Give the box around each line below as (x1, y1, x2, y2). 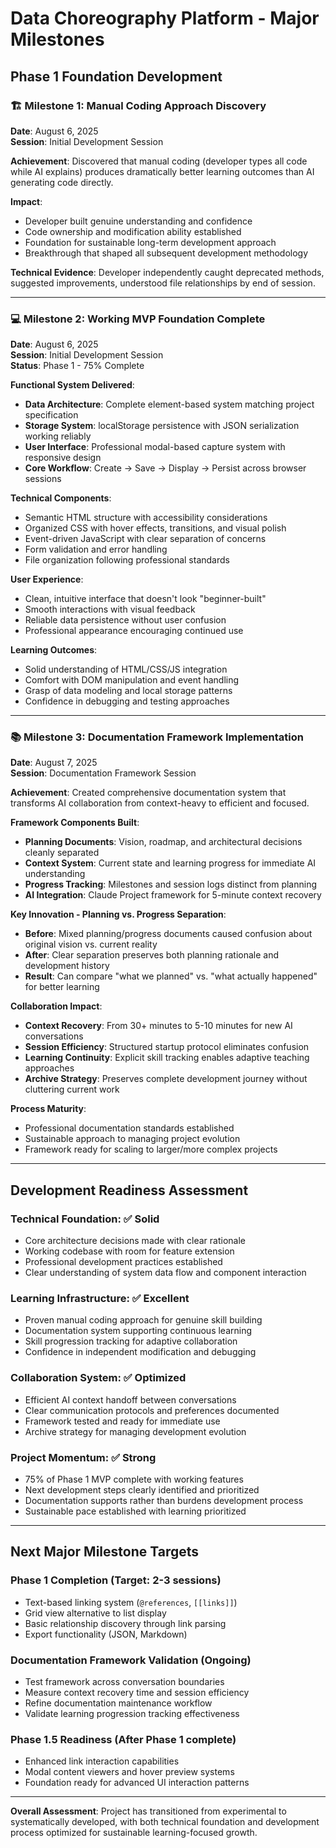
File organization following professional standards (24, 554, 230, 566)
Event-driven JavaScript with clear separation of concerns (24, 533, 267, 545)
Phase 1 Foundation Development (10, 68, 223, 85)
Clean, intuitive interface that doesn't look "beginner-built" (24, 593, 267, 605)
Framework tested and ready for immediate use (24, 1415, 221, 1427)
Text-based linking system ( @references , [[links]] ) (24, 1596, 238, 1608)
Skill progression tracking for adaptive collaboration (24, 1335, 238, 1347)
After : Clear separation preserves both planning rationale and (24, 949, 280, 961)
